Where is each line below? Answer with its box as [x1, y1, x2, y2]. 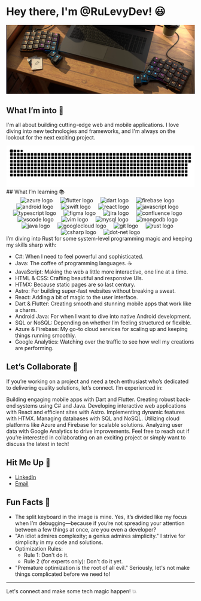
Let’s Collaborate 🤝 [6, 362, 78, 372]
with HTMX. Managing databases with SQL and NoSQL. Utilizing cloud [6, 415, 180, 422]
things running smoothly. [14, 332, 77, 339]
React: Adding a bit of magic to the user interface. [14, 294, 138, 301]
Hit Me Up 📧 [6, 457, 51, 468]
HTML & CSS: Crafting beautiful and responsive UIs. [14, 275, 144, 282]
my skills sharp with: [6, 241, 57, 248]
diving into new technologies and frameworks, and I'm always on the [6, 128, 176, 135]
